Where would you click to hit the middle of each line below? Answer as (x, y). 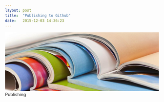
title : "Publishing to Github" (38, 15)
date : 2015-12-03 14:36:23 (35, 20)
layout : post (18, 10)
